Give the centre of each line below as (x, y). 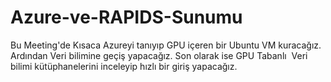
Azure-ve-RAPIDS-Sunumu (126, 17)
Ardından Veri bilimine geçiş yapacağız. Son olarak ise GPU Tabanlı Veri (159, 55)
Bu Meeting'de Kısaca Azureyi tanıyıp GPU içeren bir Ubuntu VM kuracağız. (166, 45)
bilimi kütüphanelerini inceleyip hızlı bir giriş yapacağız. (124, 66)
